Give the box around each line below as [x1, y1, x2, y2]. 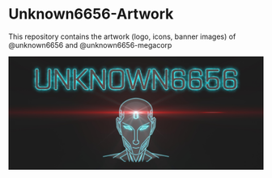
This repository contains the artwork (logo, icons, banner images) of [8, 32, 236, 41]
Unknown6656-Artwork [8, 5, 174, 23]
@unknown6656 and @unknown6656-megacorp [8, 40, 172, 49]
